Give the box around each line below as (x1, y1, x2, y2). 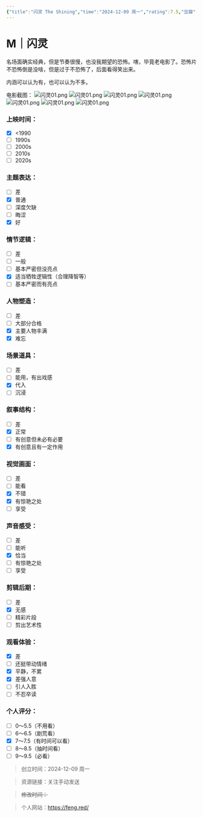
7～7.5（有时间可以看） (14, 737, 74, 744)
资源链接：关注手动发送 (21, 778, 80, 786)
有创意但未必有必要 (14, 435, 63, 443)
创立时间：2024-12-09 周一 (21, 766, 91, 773)
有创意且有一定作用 (14, 443, 63, 451)
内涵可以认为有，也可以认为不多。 (6, 78, 91, 85)
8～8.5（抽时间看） (14, 744, 63, 752)
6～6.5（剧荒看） (14, 729, 59, 737)
